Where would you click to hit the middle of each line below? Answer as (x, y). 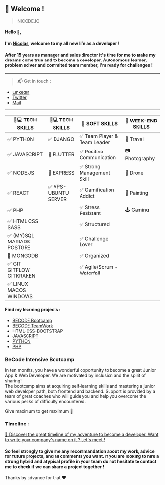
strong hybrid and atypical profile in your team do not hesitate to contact (81, 461)
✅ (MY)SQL (21, 236)
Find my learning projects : (33, 309)
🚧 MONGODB (23, 256)
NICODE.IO (28, 21)
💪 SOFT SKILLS (100, 123)
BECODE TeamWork (32, 326)
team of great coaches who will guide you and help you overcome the (76, 396)
